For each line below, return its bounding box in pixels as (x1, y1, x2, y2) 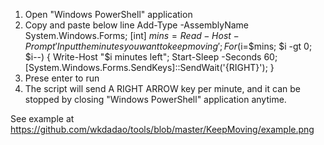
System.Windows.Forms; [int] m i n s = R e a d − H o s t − (24, 30, 240, 41)
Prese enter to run (24, 72, 100, 84)
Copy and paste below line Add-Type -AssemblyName (24, 19, 250, 31)
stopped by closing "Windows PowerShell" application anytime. (24, 94, 287, 105)
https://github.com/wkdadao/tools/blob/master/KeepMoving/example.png (10, 124, 315, 135)
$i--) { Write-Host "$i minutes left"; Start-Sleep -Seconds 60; (24, 51, 278, 63)
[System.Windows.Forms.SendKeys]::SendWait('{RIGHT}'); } (24, 62, 275, 73)
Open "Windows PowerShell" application (24, 9, 193, 20)
